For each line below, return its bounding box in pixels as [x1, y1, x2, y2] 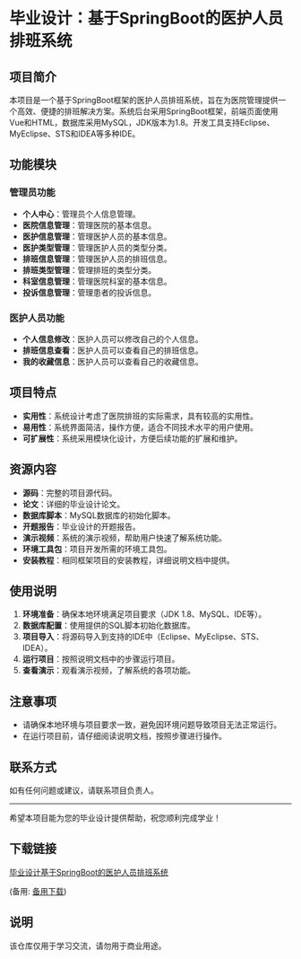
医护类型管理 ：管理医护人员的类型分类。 [21, 242, 172, 252]
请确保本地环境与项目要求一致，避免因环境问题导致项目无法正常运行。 [21, 719, 282, 730]
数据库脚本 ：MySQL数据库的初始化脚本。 [21, 509, 176, 521]
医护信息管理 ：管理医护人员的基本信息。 [21, 231, 172, 242]
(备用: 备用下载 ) [9, 885, 67, 896]
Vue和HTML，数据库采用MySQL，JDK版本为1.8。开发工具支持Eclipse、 [9, 118, 275, 128]
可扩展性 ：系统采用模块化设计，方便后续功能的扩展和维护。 [21, 433, 243, 444]
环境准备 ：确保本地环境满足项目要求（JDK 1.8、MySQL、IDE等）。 [21, 609, 267, 620]
